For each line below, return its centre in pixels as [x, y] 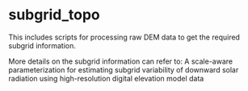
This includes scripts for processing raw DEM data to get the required [124, 37]
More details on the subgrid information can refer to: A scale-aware [120, 61]
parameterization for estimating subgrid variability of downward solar [124, 69]
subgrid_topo [55, 15]
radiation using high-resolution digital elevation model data [106, 78]
